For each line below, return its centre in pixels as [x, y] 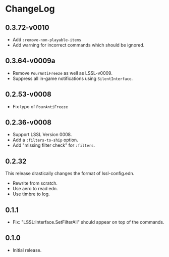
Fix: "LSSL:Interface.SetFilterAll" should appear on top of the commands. [88, 222]
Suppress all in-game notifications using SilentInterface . [73, 78]
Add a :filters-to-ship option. [45, 140]
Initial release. [27, 250]
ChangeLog [30, 9]
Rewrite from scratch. [35, 183]
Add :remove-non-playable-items [47, 39]
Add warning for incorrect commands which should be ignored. [78, 45]
